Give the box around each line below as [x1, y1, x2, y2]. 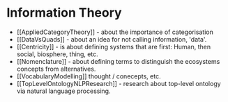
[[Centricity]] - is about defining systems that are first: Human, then [16, 42, 211, 51]
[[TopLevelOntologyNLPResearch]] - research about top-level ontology [16, 79, 221, 87]
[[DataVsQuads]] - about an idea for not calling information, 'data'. [16, 35, 207, 43]
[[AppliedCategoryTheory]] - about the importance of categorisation [16, 28, 213, 36]
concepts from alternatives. [16, 65, 96, 73]
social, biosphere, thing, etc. [16, 50, 98, 58]
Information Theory [6, 5, 123, 21]
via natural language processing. [16, 87, 111, 95]
